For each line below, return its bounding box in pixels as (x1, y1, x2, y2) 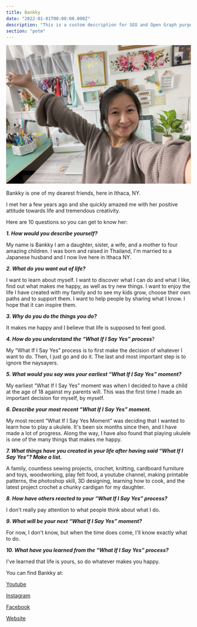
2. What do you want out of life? (6, 265, 86, 272)
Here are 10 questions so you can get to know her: (6, 219, 128, 226)
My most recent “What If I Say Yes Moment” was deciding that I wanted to (6, 417, 185, 425)
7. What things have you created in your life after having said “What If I (6, 448, 184, 455)
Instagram (6, 592, 30, 599)
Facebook (6, 604, 30, 611)
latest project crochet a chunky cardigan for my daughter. (6, 484, 145, 491)
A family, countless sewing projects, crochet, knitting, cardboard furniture (6, 465, 184, 472)
